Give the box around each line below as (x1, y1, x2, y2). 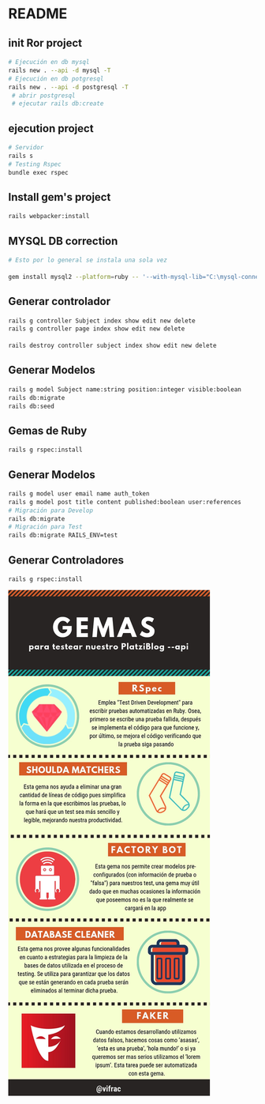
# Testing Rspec (8, 160, 62, 168)
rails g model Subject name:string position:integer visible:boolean (8, 385, 242, 394)
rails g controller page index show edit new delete (8, 325, 185, 333)
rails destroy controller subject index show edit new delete (8, 341, 217, 350)
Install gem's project (8, 190, 111, 204)
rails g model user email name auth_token (8, 489, 150, 498)
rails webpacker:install (8, 213, 90, 220)
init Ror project (8, 36, 83, 50)
